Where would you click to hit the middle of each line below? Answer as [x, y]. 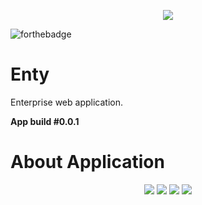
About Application [87, 162]
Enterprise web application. [66, 102]
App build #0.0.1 [45, 121]
